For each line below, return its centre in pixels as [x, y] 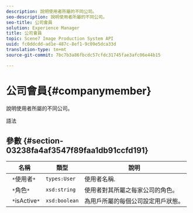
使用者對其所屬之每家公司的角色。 [131, 190]
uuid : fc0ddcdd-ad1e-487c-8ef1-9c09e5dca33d [61, 44]
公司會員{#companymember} [79, 91]
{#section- [43, 141]
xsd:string [61, 190]
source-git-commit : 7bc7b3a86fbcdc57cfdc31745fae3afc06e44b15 [83, 55]
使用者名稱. [100, 179]
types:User [61, 179]
